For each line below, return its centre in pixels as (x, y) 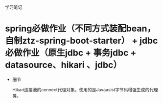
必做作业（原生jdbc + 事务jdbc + (71, 53)
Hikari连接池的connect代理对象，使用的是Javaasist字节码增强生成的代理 (85, 89)
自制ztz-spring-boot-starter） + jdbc (81, 41)
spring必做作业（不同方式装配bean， (80, 29)
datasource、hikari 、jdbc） (64, 65)
